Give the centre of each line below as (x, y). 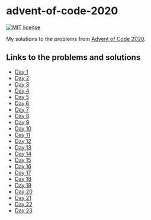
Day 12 (23, 141)
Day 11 (23, 135)
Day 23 (23, 210)
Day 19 (23, 185)
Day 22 (23, 204)
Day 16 (23, 166)
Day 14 (23, 154)
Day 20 (23, 192)
